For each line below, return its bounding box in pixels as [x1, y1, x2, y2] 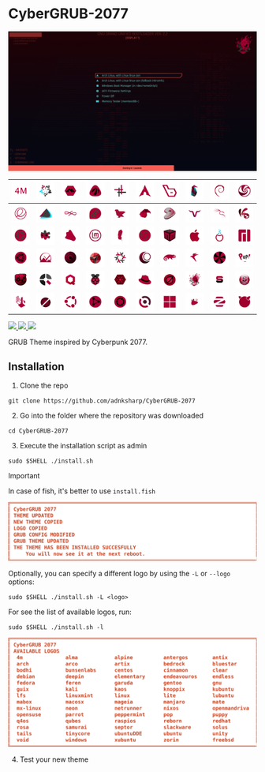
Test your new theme [19, 755, 89, 764]
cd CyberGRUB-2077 [8, 427, 69, 435]
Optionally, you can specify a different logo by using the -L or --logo [8, 568, 231, 578]
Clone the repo [19, 380, 69, 391]
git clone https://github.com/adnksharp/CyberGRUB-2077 [8, 397, 196, 405]
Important [8, 471, 40, 481]
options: [8, 577, 35, 586]
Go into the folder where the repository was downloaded [19, 411, 203, 421]
